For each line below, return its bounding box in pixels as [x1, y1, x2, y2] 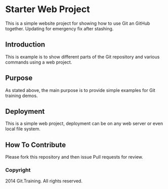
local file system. [5, 126, 40, 132]
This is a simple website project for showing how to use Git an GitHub [5, 20, 150, 26]
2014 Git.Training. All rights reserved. [5, 178, 82, 184]
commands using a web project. [5, 59, 72, 65]
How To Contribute [5, 140, 66, 149]
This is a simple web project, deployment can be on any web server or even [5, 120, 163, 127]
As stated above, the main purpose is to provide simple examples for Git [5, 87, 155, 93]
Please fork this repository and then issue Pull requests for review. [5, 154, 143, 160]
